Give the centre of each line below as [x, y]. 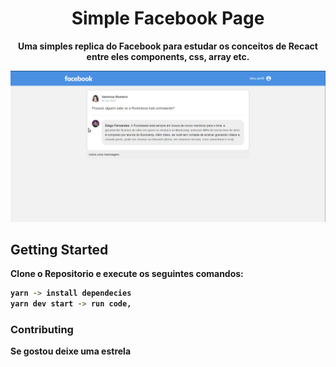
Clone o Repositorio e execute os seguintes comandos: [127, 274]
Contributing [42, 330]
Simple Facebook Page [168, 18]
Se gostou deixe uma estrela [71, 351]
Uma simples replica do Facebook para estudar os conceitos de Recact [168, 46]
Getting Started [59, 249]
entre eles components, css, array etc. [168, 56]
